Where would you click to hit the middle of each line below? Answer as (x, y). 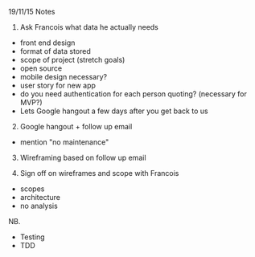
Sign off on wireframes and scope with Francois (99, 173)
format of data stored (55, 51)
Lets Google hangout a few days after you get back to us (114, 111)
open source (41, 68)
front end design (47, 43)
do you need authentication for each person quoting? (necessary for (133, 94)
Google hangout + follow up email (76, 126)
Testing (33, 237)
